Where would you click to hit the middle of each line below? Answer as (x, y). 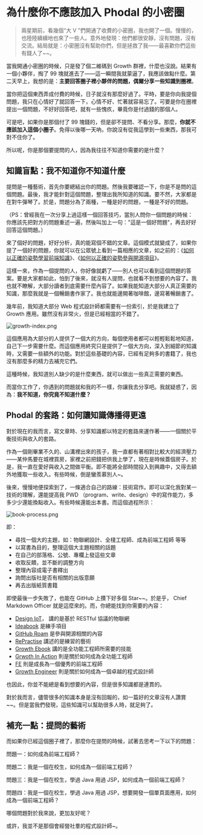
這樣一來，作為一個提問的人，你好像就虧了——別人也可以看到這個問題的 (96, 271)
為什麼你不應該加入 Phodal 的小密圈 (95, 12)
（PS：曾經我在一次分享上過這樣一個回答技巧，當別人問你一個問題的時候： (100, 214)
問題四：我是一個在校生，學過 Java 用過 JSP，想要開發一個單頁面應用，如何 (101, 793)
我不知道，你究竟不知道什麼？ (54, 394)
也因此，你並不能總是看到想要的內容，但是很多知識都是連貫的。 (85, 684)
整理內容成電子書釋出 (41, 570)
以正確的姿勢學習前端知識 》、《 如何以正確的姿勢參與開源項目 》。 (84, 257)
